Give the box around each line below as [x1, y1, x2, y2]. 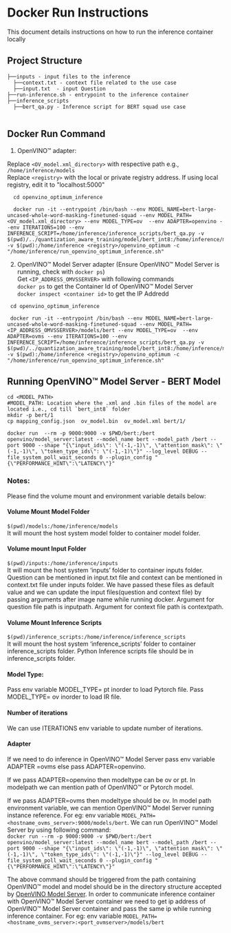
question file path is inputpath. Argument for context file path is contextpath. [7, 603, 224, 611]
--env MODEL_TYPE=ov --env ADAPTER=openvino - [83, 218, 223, 225]
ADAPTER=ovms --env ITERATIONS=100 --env [7, 333, 128, 340]
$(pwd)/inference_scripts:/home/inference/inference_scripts [7, 634, 186, 641]
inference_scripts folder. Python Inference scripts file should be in [7, 647, 194, 655]
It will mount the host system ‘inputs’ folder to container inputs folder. [7, 566, 203, 575]
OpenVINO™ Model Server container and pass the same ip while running [7, 904, 212, 912]
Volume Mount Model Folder [7, 508, 90, 516]
